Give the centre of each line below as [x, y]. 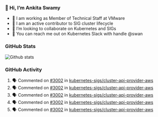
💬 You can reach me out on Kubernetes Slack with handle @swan [77, 34]
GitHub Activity [24, 69]
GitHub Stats [20, 47]
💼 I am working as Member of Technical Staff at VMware [68, 18]
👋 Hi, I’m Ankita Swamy [33, 8]
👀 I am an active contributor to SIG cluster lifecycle [63, 23]
